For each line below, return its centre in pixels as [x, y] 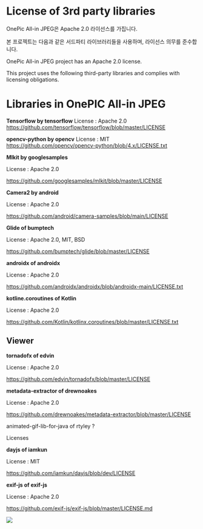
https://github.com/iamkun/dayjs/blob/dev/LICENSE [71, 473]
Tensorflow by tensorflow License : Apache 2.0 [67, 121]
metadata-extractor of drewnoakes [52, 391]
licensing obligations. [33, 79]
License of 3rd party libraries [81, 11]
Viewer [20, 341]
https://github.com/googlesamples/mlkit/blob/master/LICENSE [84, 181]
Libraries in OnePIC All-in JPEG [86, 104]
